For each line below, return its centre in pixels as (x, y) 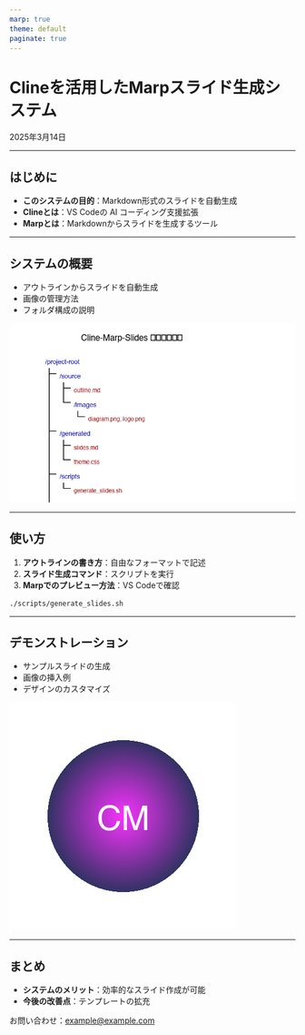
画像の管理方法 (50, 298)
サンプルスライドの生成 (66, 666)
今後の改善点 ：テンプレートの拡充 (86, 1001)
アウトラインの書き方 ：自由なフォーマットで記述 (114, 562)
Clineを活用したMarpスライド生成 (137, 87)
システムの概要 (51, 264)
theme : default (38, 29)
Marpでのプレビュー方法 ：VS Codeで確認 (101, 585)
